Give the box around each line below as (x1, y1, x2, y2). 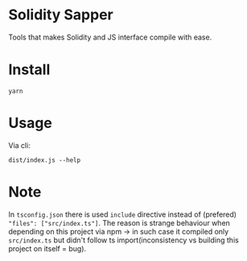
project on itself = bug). (8, 243, 87, 253)
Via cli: (8, 140, 31, 150)
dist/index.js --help (8, 155, 81, 164)
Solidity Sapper (8, 6, 114, 24)
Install (8, 60, 51, 79)
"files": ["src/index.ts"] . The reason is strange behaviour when (8, 217, 231, 227)
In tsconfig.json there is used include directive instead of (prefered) (8, 209, 237, 219)
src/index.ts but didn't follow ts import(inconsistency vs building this (8, 235, 239, 245)
